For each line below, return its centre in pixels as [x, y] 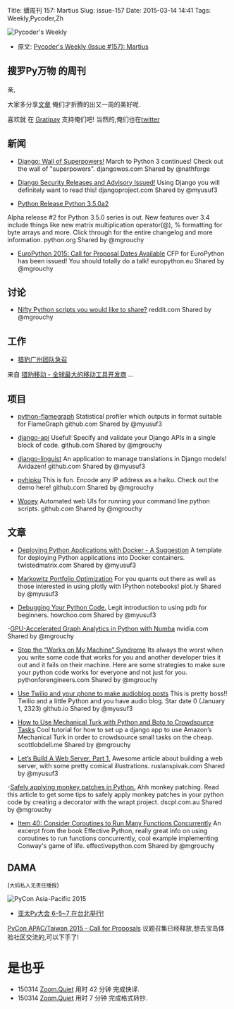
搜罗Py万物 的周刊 [47, 71]
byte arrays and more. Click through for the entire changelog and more [110, 232]
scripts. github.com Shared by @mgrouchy [80, 509]
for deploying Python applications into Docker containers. [101, 557]
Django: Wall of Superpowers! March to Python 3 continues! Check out [120, 161]
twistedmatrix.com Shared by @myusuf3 [76, 565]
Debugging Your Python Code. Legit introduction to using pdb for [112, 607]
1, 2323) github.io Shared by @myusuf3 [75, 708]
